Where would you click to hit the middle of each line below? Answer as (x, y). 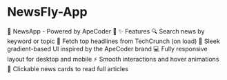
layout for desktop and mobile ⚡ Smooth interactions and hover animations (113, 59)
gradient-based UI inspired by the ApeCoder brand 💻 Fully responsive (108, 49)
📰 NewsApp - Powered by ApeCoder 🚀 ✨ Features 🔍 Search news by (106, 31)
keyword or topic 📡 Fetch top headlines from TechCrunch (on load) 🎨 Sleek (114, 41)
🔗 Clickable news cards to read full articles (68, 68)
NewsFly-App (47, 12)
